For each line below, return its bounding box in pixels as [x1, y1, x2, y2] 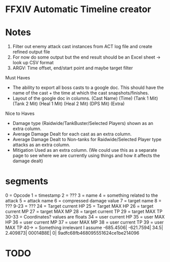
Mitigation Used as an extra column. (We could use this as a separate [12, 147, 157, 153]
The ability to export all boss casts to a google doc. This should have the [12, 84, 164, 91]
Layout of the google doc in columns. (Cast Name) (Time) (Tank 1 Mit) [12, 95, 158, 102]
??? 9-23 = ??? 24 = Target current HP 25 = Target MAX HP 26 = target [5, 203, 153, 209]
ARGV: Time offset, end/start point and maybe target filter [12, 65, 133, 71]
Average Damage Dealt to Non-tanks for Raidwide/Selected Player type [12, 137, 162, 143]
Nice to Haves [5, 110, 35, 117]
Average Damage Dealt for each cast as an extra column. [12, 131, 132, 137]
